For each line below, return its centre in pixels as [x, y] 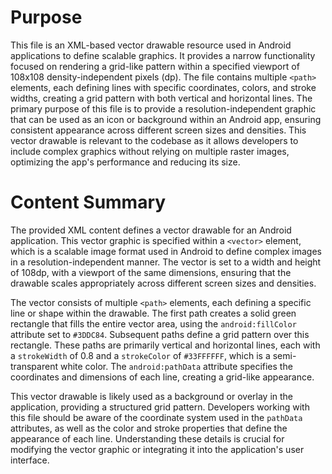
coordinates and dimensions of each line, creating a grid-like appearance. [162, 377]
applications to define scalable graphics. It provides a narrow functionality [163, 55]
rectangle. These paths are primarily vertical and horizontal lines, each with [165, 345]
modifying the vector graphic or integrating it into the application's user [157, 449]
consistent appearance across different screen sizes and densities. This [158, 130]
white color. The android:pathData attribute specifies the [176, 366]
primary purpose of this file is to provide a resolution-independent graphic [163, 108]
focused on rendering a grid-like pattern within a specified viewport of [155, 66]
